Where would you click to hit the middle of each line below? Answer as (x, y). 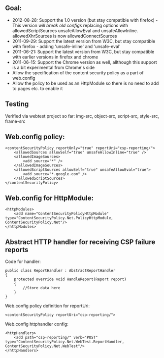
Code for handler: (23, 261)
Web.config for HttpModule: (49, 198)
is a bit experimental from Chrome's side (53, 67)
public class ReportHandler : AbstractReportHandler (60, 271)
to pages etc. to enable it (37, 88)
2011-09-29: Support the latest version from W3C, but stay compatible (84, 41)
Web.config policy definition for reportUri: (48, 306)
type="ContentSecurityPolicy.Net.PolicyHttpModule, (59, 218)
